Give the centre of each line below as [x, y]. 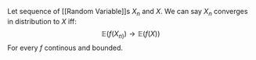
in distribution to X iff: [42, 21]
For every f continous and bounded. [65, 48]
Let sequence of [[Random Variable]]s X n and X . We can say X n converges [128, 12]
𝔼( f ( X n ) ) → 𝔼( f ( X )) [131, 34]
